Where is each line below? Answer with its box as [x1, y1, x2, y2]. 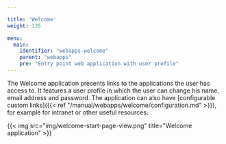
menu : [7, 35, 23, 42]
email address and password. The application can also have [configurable [7, 93, 216, 101]
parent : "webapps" [19, 54, 72, 61]
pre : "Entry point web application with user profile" [19, 60, 179, 67]
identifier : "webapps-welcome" [19, 47, 109, 55]
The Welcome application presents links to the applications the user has [7, 79, 210, 87]
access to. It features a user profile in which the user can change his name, [7, 86, 220, 95]
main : [13, 41, 29, 48]
